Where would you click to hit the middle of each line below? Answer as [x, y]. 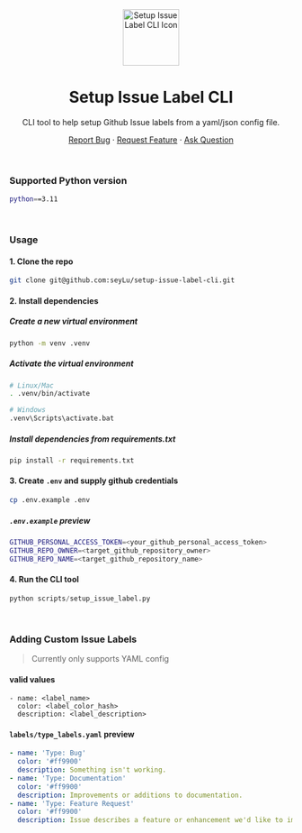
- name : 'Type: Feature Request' [72, 803]
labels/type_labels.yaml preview [72, 734]
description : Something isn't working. [92, 770]
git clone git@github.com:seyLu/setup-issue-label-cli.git [122, 280]
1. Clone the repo [41, 261]
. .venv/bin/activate [50, 394]
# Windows [28, 410]
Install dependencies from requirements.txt [93, 439]
